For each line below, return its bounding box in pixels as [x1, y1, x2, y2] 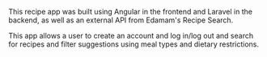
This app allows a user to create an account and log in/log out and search [8, 31, 253, 40]
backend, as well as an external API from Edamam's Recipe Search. [8, 15, 234, 25]
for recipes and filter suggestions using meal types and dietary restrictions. [8, 39, 259, 49]
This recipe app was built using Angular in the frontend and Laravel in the [8, 7, 253, 16]
